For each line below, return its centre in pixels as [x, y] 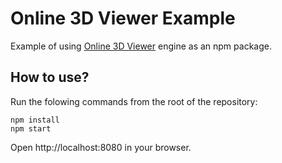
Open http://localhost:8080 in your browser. [101, 147]
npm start [31, 128]
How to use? [50, 77]
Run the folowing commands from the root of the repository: [134, 101]
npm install [35, 120]
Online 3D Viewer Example [123, 18]
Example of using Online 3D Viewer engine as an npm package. [141, 46]
